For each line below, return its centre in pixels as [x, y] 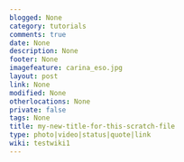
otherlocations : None [50, 101]
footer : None [34, 59]
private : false [38, 110]
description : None [44, 51]
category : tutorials [48, 26]
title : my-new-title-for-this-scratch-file [92, 127]
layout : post [34, 76]
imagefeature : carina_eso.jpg [66, 68]
